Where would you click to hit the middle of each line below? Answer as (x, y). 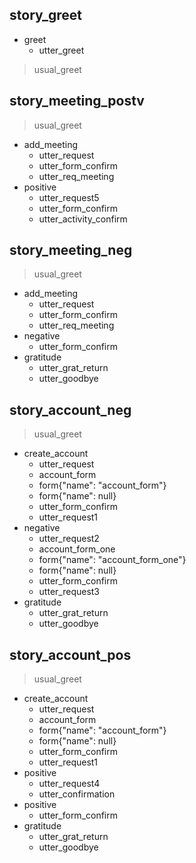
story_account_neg (70, 409)
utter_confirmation (77, 794)
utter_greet (61, 50)
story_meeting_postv (77, 101)
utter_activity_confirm (83, 219)
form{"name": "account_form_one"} (112, 560)
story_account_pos (70, 654)
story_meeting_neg (71, 250)
